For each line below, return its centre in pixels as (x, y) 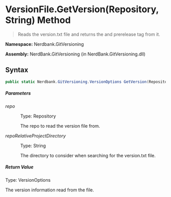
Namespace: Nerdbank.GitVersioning (45, 44)
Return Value (20, 167)
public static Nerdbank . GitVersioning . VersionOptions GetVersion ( (77, 82)
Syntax (17, 70)
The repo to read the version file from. (60, 126)
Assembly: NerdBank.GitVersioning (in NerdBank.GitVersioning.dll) (76, 54)
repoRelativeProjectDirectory (36, 135)
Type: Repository (38, 116)
